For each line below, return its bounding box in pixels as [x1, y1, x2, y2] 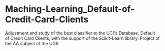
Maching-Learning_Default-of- [5, 3, 135, 15]
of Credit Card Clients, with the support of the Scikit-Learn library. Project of [5, 35, 160, 41]
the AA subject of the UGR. [5, 40, 60, 46]
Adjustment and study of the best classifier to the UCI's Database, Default [5, 30, 155, 36]
